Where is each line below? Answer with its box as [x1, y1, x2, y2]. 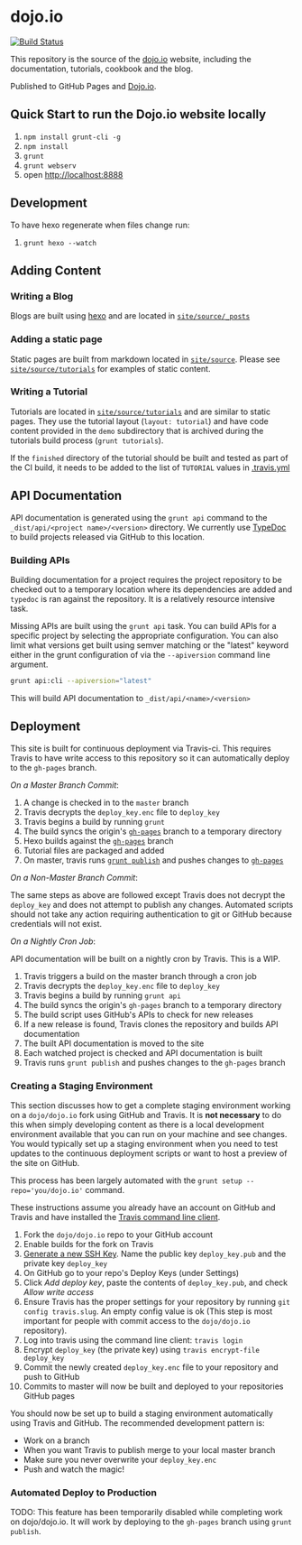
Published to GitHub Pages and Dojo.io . [10, 80, 157, 91]
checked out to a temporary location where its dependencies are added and [10, 584, 293, 595]
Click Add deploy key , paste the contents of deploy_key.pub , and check [23, 1277, 288, 1288]
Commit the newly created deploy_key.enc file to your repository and [23, 1361, 279, 1373]
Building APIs [10, 553, 70, 566]
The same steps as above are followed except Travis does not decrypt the [10, 889, 286, 900]
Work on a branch [23, 1435, 91, 1446]
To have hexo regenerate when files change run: [10, 219, 190, 230]
